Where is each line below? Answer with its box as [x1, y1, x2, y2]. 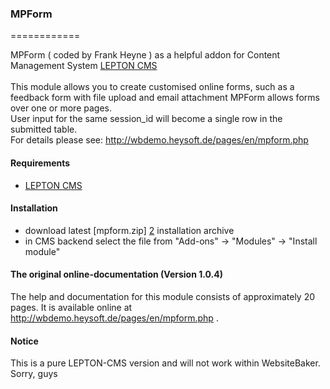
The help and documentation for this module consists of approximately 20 [10, 290, 316, 302]
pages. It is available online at [10, 301, 133, 313]
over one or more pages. [10, 102, 112, 114]
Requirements [10, 157, 71, 169]
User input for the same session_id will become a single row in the [10, 113, 283, 125]
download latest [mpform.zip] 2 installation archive [24, 224, 235, 236]
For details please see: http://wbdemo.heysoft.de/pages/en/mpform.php [10, 134, 309, 146]
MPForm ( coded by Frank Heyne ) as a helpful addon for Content [10, 49, 281, 61]
